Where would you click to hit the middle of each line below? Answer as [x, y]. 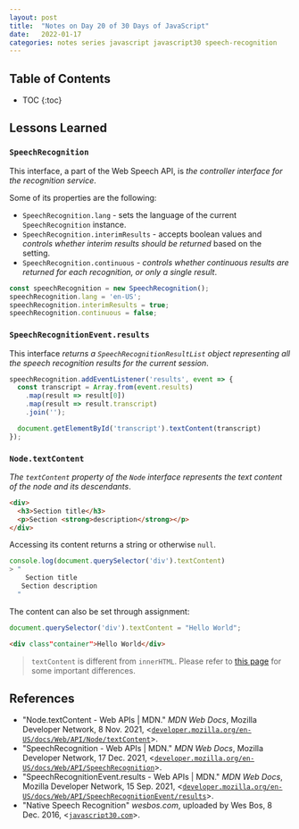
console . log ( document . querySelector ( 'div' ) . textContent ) [117, 561]
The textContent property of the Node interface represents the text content [146, 477]
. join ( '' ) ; [46, 413]
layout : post [33, 17]
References [42, 698]
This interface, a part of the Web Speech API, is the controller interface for [146, 171]
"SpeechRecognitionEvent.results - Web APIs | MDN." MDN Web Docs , [152, 777]
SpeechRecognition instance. [74, 224]
